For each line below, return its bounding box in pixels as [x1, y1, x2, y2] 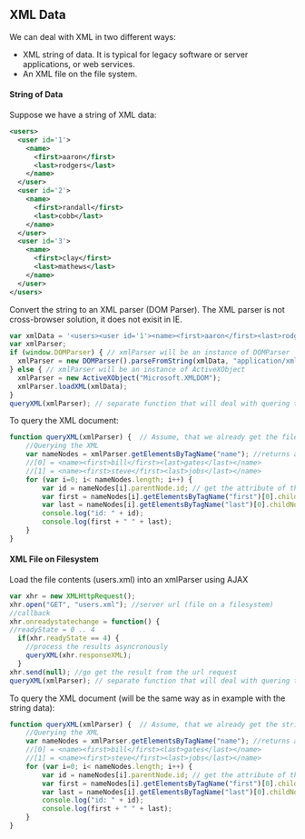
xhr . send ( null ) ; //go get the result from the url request [9, 667, 238, 676]
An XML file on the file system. [22, 68, 138, 79]
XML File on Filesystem [9, 554, 100, 564]
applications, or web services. [22, 58, 135, 69]
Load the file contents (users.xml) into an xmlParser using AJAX [9, 574, 249, 584]
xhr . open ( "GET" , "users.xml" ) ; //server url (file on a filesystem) [9, 600, 274, 609]
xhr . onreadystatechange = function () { [9, 617, 161, 626]
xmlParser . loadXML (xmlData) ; [17, 382, 128, 391]
